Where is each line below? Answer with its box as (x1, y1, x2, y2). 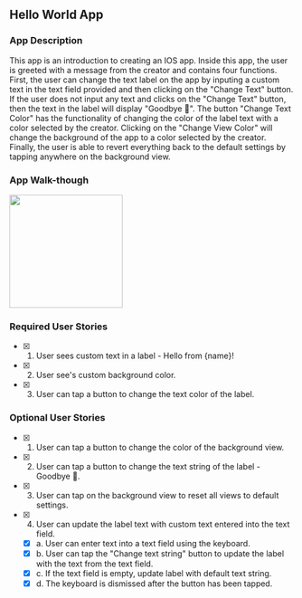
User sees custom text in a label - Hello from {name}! (35, 350, 235, 361)
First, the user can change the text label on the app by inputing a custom (9, 74, 280, 85)
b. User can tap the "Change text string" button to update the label (35, 547, 285, 559)
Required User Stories (9, 320, 109, 333)
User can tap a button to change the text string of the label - (35, 460, 260, 471)
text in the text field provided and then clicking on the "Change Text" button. (9, 83, 294, 94)
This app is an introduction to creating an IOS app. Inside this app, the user (9, 54, 288, 66)
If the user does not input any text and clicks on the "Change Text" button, (9, 93, 287, 104)
